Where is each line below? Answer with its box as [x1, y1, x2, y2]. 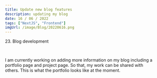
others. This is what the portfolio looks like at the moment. [5, 67, 121, 73]
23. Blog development [5, 38, 49, 44]
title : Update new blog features [5, 7, 72, 12]
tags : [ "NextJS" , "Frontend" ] [5, 20, 66, 26]
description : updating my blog [5, 12, 68, 16]
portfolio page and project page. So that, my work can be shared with [5, 62, 143, 68]
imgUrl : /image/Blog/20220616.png [5, 25, 75, 30]
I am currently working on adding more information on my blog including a [5, 57, 153, 63]
